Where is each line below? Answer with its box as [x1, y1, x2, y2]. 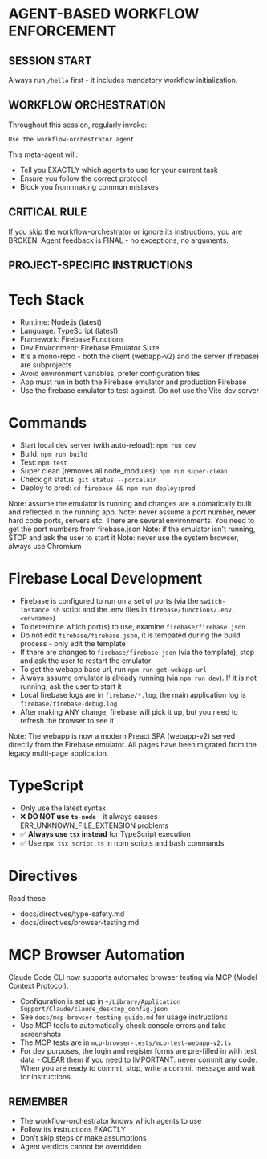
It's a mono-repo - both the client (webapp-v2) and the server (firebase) [19, 351, 259, 361]
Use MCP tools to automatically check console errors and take [19, 1020, 227, 1030]
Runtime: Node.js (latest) [19, 317, 103, 326]
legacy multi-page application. [8, 748, 109, 758]
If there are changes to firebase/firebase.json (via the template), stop [19, 647, 255, 657]
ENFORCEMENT [8, 22, 117, 40]
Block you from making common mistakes [19, 182, 159, 191]
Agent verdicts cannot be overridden [19, 1142, 142, 1152]
